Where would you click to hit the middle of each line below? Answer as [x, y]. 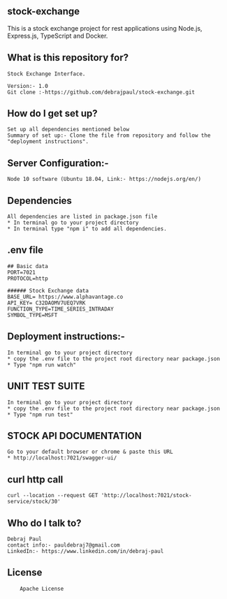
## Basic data [28, 266]
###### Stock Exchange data [48, 290]
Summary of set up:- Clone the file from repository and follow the [109, 135]
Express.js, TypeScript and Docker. [58, 36]
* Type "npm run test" [40, 415]
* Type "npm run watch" [42, 365]
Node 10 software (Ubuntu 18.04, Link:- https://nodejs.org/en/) [104, 179]
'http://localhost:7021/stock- [146, 496]
